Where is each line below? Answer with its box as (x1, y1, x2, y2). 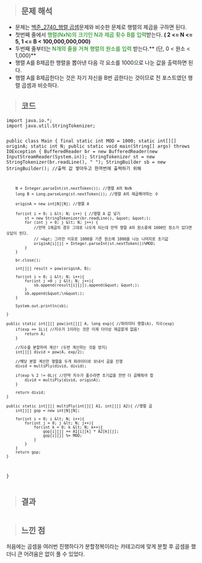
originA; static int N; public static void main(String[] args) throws (6, 143, 190, 149)
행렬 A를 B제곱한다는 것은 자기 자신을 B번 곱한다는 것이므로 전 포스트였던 (14, 74, 187, 81)
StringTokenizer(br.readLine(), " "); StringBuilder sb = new (6, 159, 166, 165)
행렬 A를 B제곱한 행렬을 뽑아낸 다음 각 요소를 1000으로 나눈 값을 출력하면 (14, 59, 187, 66)
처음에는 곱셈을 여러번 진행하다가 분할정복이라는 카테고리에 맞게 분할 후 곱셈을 (6, 542, 190, 550)
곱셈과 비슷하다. (21, 82, 59, 89)
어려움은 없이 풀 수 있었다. (24, 550, 85, 558)
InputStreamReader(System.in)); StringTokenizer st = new (6, 154, 155, 160)
